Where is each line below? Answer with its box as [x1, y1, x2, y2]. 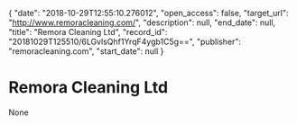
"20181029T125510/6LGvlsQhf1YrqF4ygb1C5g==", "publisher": [8, 36, 241, 47]
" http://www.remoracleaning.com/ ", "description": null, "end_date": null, [8, 17, 276, 28]
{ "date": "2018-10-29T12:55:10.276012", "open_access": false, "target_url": [8, 8, 290, 18]
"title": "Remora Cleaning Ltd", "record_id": [8, 27, 168, 37]
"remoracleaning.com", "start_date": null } [8, 46, 164, 57]
